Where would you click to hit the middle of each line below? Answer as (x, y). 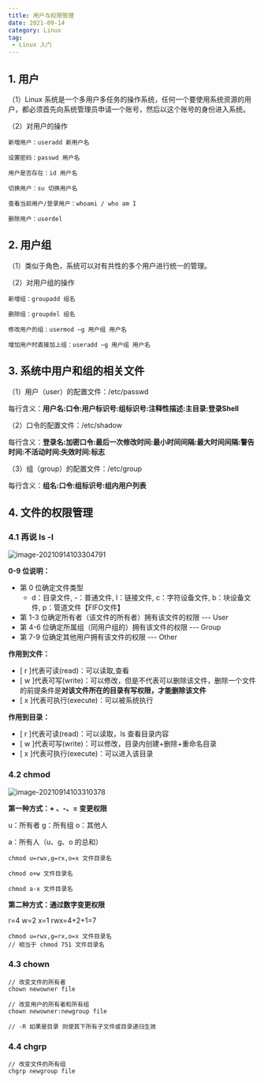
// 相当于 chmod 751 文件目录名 (56, 945)
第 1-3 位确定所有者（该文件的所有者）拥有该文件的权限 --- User (124, 618)
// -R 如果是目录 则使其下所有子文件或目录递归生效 (82, 1027)
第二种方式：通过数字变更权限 (56, 904)
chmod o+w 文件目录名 (41, 874)
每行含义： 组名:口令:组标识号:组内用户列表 (78, 485)
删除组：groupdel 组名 (42, 314)
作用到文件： (29, 654)
